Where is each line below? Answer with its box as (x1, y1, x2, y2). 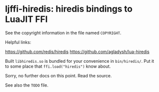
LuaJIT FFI (5, 14, 48, 25)
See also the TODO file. (5, 82, 49, 88)
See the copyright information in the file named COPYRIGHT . (5, 30, 122, 36)
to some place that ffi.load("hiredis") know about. (5, 63, 111, 69)
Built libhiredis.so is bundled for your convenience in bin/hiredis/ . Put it (5, 58, 154, 64)
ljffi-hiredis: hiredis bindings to (5, 3, 133, 15)
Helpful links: (5, 39, 32, 45)
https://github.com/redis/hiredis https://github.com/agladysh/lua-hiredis (5, 49, 150, 55)
